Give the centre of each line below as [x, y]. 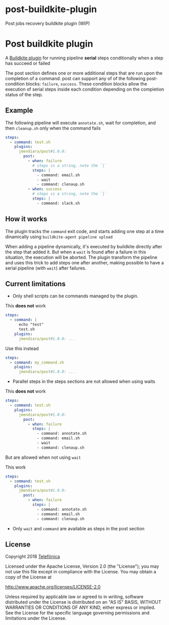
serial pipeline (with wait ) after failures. [46, 268]
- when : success [45, 189]
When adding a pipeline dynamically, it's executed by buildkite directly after [84, 246]
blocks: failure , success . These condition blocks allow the [87, 84]
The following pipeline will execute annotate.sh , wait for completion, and [81, 123]
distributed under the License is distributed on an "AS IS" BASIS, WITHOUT [83, 602]
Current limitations [35, 284]
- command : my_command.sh [37, 362]
